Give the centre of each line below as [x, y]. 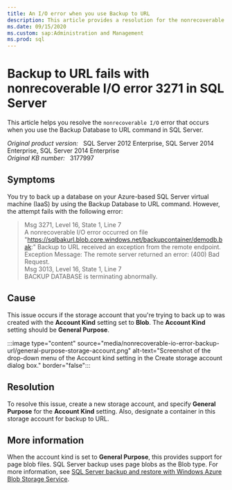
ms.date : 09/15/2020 [37, 26]
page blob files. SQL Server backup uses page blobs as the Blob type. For [113, 464]
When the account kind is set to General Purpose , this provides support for [115, 457]
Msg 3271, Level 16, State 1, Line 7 [73, 225]
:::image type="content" [42, 343]
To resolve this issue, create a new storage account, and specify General [111, 404]
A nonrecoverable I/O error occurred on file [86, 232]
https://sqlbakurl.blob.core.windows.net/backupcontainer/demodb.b [125, 239]
